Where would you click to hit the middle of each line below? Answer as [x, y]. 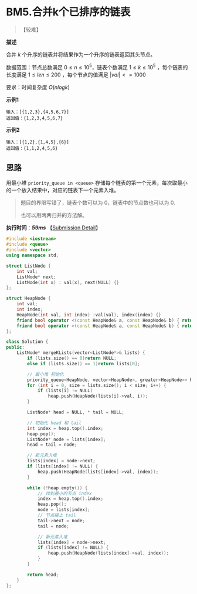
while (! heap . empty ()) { [57, 488]
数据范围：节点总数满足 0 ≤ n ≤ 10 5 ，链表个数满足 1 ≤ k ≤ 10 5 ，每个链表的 [97, 66]
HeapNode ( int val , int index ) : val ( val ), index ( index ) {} [89, 315]
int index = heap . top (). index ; [65, 428]
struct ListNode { [28, 266]
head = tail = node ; [52, 445]
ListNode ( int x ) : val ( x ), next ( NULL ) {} [68, 282]
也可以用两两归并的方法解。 [54, 215]
